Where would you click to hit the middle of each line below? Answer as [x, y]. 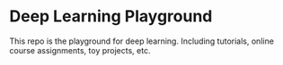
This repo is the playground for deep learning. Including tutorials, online [141, 41]
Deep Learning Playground [111, 16]
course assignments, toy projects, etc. [80, 50]
